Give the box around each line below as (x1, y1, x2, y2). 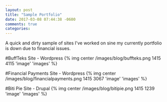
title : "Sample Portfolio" (5, 12, 62, 17)
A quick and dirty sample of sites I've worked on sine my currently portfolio (5, 40, 162, 46)
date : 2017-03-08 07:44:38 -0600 (5, 17, 76, 22)
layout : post (5, 7, 33, 13)
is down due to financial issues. (5, 45, 71, 52)
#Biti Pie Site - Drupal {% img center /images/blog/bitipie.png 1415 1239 (5, 85, 155, 91)
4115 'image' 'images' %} (5, 61, 58, 67)
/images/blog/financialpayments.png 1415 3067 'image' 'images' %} (5, 76, 148, 82)
